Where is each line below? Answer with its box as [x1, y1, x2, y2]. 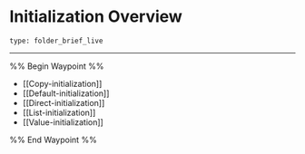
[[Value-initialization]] [22, 116, 104, 128]
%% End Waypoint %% [9, 134, 97, 145]
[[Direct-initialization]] [22, 97, 105, 108]
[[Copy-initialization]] [22, 78, 103, 89]
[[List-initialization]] [22, 107, 96, 118]
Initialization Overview [9, 6, 183, 27]
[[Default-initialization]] [22, 88, 110, 99]
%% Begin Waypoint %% [9, 61, 104, 72]
